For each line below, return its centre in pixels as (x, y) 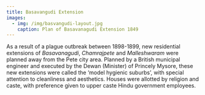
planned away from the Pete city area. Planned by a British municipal (93, 59)
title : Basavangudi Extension (45, 12)
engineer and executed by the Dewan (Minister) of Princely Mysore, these (100, 66)
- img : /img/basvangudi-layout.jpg (57, 23)
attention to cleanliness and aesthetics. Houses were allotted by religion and (103, 79)
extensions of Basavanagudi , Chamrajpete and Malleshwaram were (93, 53)
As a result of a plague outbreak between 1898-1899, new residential (94, 47)
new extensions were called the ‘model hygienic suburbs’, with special (95, 73)
